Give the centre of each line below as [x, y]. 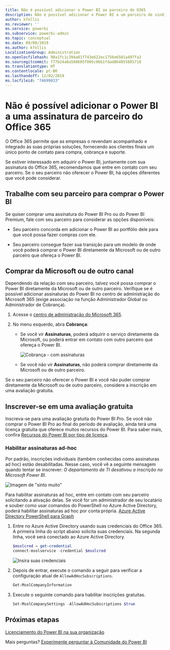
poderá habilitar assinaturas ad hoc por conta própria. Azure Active [75, 511]
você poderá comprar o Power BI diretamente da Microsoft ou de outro [87, 250]
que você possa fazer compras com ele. [55, 235]
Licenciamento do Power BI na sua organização [55, 632]
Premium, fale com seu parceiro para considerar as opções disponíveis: [80, 219]
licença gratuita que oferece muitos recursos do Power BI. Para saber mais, [84, 430]
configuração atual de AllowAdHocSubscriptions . [63, 576]
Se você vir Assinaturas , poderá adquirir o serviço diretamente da [89, 334]
